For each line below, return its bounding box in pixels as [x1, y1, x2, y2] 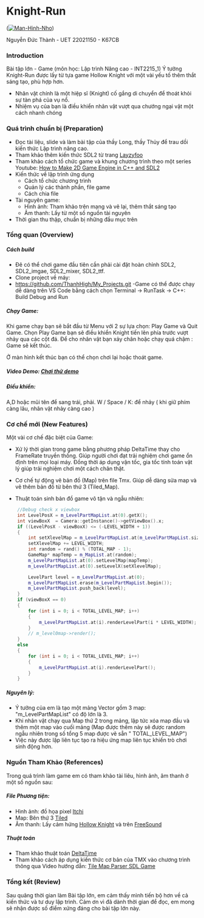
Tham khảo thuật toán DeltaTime [15, 849, 97, 857]
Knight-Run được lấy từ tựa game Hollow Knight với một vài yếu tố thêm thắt [6, 72, 196, 79]
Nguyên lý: [6, 688, 35, 696]
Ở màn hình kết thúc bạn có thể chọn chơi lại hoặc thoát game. [6, 354, 163, 361]
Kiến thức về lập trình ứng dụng [15, 170, 95, 177]
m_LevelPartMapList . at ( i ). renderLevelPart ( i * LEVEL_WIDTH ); [38, 619, 197, 625]
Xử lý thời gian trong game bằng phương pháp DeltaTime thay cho [15, 445, 180, 453]
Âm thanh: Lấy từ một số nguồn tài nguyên [24, 209, 131, 216]
